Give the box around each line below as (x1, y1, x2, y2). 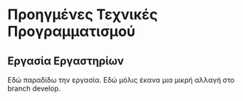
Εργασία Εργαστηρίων (7, 54, 125, 68)
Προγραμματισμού (7, 22, 136, 41)
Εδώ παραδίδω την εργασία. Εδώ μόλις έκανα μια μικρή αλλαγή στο (7, 76, 235, 84)
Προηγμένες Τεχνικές (7, 6, 158, 24)
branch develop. (7, 84, 61, 93)
